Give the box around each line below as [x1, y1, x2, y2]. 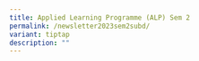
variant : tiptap [9, 30, 70, 39]
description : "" [9, 38, 70, 48]
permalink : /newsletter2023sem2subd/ [9, 22, 151, 30]
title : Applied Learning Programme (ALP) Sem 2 [9, 13, 191, 22]
